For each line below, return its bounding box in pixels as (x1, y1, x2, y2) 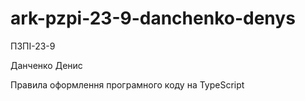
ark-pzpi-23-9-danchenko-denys (10, 7, 296, 30)
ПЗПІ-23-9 (10, 40, 56, 52)
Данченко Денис (10, 59, 83, 71)
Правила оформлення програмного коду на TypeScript (10, 78, 245, 91)
